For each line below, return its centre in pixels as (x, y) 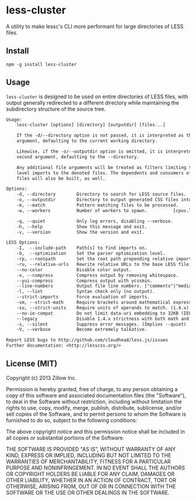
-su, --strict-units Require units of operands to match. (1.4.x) (103, 307)
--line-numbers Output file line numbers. (79, 286)
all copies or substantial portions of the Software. (65, 438)
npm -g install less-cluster (41, 64)
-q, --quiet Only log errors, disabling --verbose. (95, 221)
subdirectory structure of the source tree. (56, 109)
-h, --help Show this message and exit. (82, 227)
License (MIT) (32, 364)
